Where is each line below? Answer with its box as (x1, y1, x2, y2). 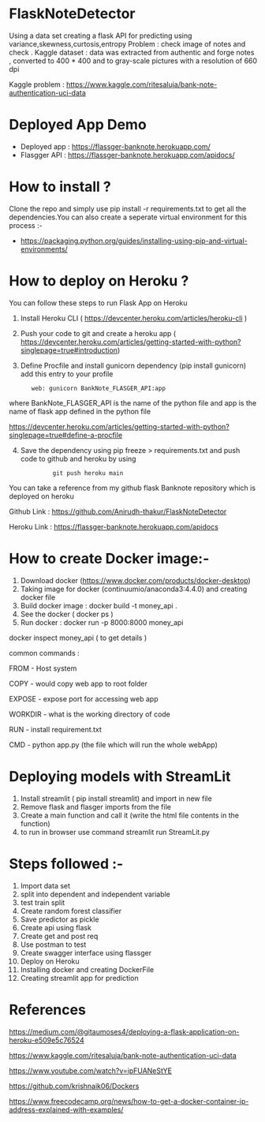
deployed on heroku (9, 491, 74, 501)
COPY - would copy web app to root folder (9, 679, 148, 688)
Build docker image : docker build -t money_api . (20, 600, 177, 610)
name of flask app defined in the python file (9, 406, 151, 416)
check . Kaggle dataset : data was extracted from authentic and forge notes (9, 47, 255, 57)
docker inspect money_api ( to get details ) (9, 633, 147, 642)
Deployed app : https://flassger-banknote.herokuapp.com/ (20, 141, 211, 151)
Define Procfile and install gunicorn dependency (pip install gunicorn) (20, 361, 247, 370)
